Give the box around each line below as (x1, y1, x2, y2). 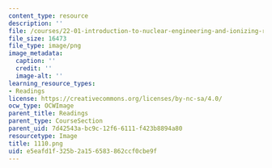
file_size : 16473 (8, 34, 67, 43)
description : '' (8, 19, 63, 27)
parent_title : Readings (8, 110, 89, 118)
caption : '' (15, 57, 57, 65)
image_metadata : (8, 49, 63, 57)
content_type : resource (8, 11, 89, 20)
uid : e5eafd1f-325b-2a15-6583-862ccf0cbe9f (8, 147, 158, 155)
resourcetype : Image (8, 132, 79, 140)
